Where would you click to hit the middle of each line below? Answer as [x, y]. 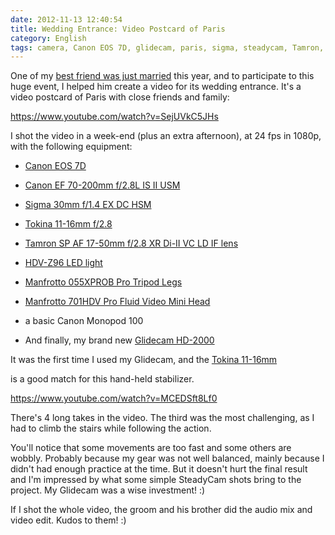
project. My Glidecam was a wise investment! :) [108, 490]
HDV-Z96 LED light [63, 263]
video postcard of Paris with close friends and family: [120, 97]
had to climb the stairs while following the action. [111, 428]
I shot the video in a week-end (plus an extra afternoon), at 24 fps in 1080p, [166, 136]
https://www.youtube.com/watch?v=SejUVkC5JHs [114, 117]
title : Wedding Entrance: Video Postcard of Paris [118, 29]
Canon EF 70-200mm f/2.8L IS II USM [102, 185]
